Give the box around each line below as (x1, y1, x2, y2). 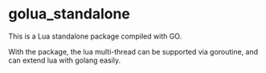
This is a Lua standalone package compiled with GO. (8, 31, 182, 41)
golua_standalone (8, 5, 131, 23)
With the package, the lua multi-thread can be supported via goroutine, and (8, 47, 259, 56)
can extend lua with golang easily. (8, 55, 121, 65)
